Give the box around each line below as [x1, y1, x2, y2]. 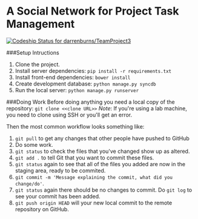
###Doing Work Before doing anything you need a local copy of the [6, 98, 175, 106]
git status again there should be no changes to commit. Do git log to [15, 186, 193, 194]
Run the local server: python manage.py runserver [15, 86, 139, 93]
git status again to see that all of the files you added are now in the [15, 160, 186, 167]
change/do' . [15, 180, 44, 187]
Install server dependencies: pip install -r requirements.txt [15, 67, 172, 74]
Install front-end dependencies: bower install [15, 73, 131, 81]
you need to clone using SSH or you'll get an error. [6, 111, 133, 118]
